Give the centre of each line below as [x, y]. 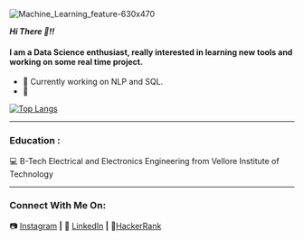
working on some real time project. [76, 61]
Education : [35, 141]
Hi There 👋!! [32, 31]
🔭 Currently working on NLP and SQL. [93, 82]
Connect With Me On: [58, 206]
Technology [32, 174]
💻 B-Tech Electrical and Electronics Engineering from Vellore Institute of [144, 161]
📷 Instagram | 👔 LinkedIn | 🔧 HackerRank [85, 226]
